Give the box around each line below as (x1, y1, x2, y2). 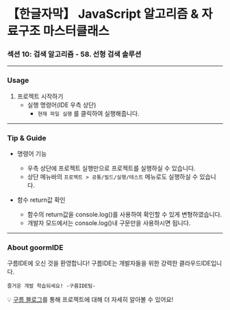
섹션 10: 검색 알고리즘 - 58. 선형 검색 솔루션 (7, 49, 142, 59)
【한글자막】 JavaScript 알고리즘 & (7, 6, 199, 22)
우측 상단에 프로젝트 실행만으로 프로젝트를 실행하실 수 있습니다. (27, 164, 196, 172)
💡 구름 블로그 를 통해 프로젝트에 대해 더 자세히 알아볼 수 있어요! (7, 296, 174, 304)
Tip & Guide (7, 133, 47, 142)
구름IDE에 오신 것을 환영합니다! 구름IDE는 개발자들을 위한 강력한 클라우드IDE (7, 259, 211, 268)
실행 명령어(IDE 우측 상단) (27, 101, 97, 109)
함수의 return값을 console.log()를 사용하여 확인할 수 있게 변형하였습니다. (27, 210, 222, 219)
